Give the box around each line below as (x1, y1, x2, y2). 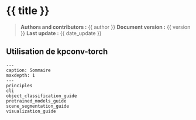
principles (6, 83, 33, 88)
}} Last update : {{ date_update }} (20, 29, 102, 36)
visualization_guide (6, 108, 57, 114)
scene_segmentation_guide (6, 103, 69, 109)
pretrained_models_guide (6, 98, 67, 104)
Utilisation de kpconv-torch (6, 47, 108, 57)
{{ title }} (6, 4, 50, 18)
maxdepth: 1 (6, 72, 35, 78)
